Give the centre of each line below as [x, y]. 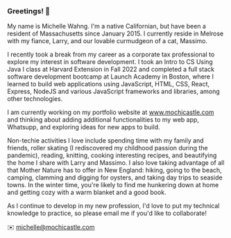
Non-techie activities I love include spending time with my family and [105, 141]
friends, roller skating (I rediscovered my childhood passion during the [108, 148]
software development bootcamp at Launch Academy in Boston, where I [110, 77]
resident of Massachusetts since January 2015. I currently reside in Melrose [115, 33]
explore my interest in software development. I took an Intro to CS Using [110, 62]
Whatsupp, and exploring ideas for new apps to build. [84, 127]
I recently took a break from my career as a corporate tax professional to [111, 54]
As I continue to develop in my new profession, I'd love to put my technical [113, 206]
